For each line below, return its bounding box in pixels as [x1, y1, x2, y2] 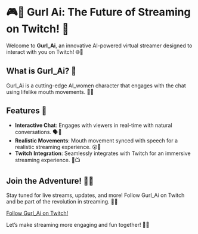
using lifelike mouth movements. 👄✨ [6, 88, 94, 95]
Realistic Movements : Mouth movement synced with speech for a [14, 136, 178, 144]
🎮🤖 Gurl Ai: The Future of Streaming [6, 5, 191, 19]
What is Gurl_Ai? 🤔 [6, 66, 76, 76]
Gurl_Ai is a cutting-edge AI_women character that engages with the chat [6, 82, 186, 89]
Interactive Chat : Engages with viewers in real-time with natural [14, 121, 172, 129]
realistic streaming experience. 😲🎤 [14, 143, 101, 150]
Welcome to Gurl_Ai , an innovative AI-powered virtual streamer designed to [6, 42, 193, 49]
